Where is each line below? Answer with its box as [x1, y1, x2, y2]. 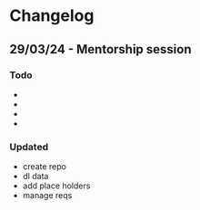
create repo [22, 161, 66, 172]
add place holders [22, 180, 91, 191]
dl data [22, 171, 49, 182]
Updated [9, 140, 48, 153]
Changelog [9, 5, 95, 26]
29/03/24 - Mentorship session [9, 42, 192, 57]
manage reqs [22, 190, 73, 201]
